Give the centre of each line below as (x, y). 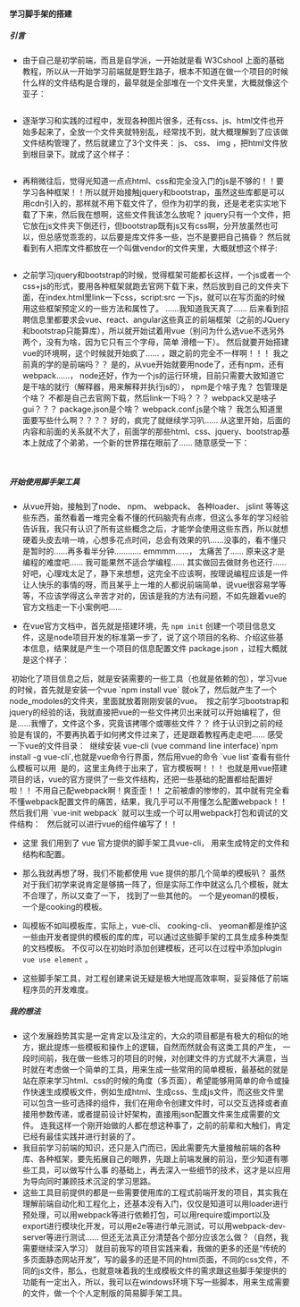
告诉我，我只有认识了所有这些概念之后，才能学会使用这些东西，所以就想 (155, 529)
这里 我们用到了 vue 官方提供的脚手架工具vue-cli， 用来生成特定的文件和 (156, 843)
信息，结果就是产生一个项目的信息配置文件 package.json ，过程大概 (155, 648)
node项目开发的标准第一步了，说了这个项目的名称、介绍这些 (165, 637)
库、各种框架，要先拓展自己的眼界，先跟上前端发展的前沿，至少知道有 (151, 1158)
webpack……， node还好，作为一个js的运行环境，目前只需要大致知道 (149, 375)
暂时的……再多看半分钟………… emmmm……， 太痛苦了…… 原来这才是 (158, 551)
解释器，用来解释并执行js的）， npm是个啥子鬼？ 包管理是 (183, 386)
